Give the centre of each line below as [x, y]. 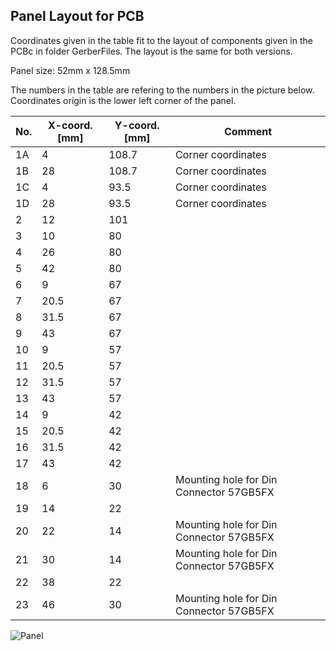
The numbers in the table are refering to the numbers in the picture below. [162, 90]
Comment [248, 131]
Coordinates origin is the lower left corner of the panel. [123, 100]
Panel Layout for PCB [77, 16]
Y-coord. [137, 125]
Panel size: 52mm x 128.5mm [70, 70]
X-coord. [70, 125]
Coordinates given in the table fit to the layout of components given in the [161, 40]
